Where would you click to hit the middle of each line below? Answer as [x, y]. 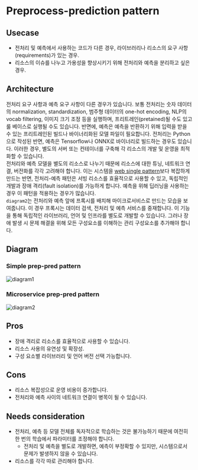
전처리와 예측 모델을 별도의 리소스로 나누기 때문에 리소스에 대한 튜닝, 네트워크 [95, 163]
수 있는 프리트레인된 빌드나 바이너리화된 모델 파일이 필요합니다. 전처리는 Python [98, 134]
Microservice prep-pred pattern [53, 294]
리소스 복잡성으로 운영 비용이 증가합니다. [61, 390]
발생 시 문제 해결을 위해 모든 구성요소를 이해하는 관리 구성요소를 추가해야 [96, 223]
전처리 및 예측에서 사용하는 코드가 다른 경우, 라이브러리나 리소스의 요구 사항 [101, 48]
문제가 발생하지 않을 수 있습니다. [61, 454]
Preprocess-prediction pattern [83, 11]
